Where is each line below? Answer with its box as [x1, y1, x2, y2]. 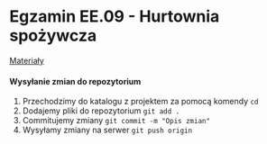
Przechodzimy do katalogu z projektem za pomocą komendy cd [22, 96, 259, 107]
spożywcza [9, 25, 97, 46]
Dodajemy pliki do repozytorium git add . [22, 105, 180, 116]
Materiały [9, 55, 45, 66]
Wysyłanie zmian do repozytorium [9, 76, 142, 86]
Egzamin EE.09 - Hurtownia [9, 6, 220, 27]
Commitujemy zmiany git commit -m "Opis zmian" [22, 115, 210, 126]
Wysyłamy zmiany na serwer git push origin [22, 124, 192, 136]
